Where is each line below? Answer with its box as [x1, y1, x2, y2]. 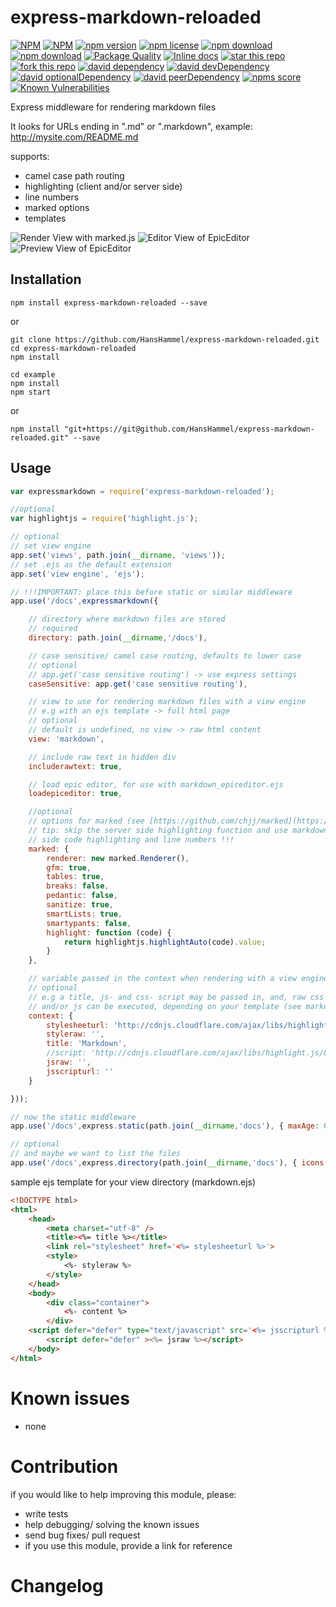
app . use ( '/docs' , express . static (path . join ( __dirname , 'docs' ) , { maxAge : [10, 1121, 320, 1131]
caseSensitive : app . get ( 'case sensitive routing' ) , [28, 679, 248, 689]
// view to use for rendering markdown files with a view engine [28, 697, 307, 707]
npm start [10, 387, 52, 397]
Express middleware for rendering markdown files [10, 101, 217, 113]
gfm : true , [46, 862, 92, 873]
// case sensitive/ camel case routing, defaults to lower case [28, 651, 302, 661]
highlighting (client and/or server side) [24, 180, 183, 192]
